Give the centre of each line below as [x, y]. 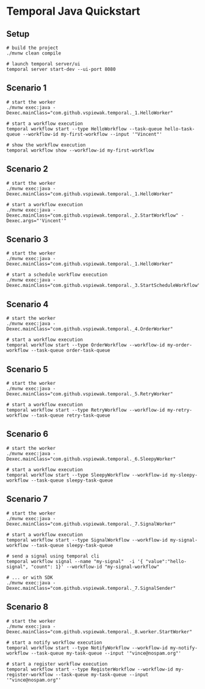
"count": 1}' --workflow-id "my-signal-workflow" [95, 567]
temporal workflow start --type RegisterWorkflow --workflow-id [90, 669]
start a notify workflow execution [57, 642]
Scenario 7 [27, 499]
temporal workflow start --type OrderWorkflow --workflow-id [86, 345]
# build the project [33, 48]
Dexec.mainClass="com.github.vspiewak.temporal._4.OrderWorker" [90, 329]
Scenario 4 [27, 304]
